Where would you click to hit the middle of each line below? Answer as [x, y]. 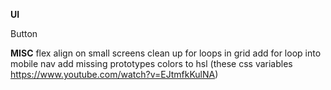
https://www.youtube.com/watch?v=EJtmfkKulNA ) [114, 74]
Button [24, 33]
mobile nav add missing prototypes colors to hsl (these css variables [151, 63]
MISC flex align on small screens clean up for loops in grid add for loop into [166, 53]
